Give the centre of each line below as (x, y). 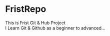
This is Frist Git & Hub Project (35, 23)
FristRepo (26, 9)
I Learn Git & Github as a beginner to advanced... (55, 28)
